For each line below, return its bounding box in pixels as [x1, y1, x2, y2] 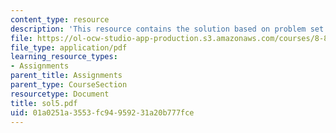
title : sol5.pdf [10, 98, 78, 108]
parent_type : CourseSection [10, 80, 128, 90]
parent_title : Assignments [10, 71, 123, 81]
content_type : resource [10, 14, 110, 25]
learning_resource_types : [10, 52, 118, 62]
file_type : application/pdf [10, 42, 128, 53]
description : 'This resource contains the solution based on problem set [10, 24, 325, 34]
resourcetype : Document [10, 89, 110, 99]
